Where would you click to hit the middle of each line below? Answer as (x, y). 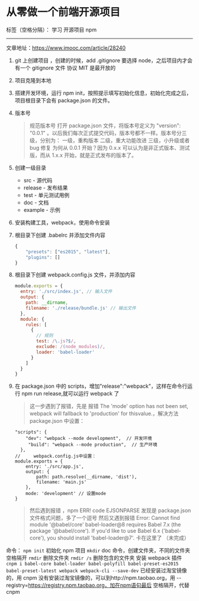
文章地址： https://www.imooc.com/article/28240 (66, 47)
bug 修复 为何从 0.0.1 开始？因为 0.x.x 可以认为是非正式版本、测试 (110, 147)
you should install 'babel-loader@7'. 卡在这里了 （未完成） (118, 538)
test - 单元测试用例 (46, 195)
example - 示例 (42, 210)
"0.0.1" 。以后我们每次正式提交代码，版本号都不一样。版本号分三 (108, 133)
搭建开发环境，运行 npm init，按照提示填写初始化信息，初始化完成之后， (103, 93)
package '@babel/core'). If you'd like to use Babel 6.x (95, 531)
